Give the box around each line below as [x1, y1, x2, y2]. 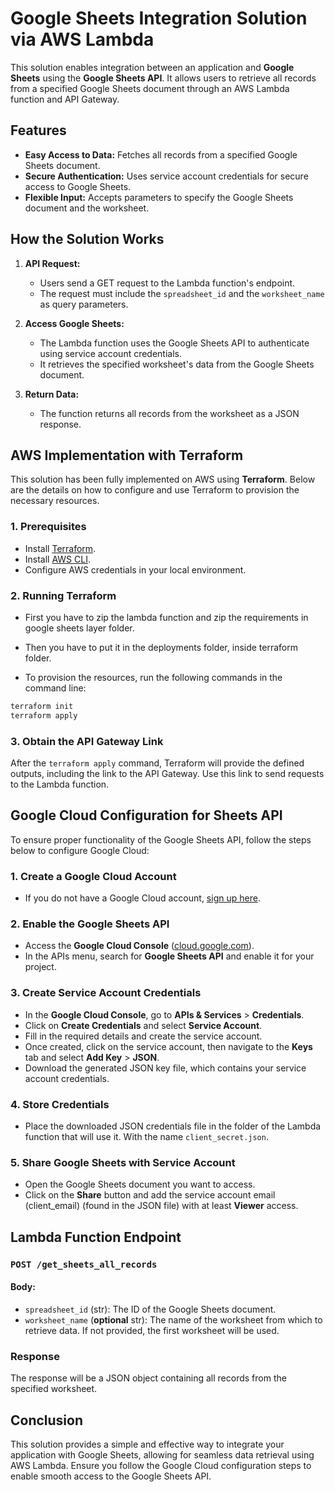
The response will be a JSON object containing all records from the [10, 1372, 287, 1384]
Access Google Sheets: [24, 317, 125, 329]
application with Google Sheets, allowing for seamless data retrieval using [10, 1448, 315, 1461]
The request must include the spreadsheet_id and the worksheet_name [39, 287, 325, 299]
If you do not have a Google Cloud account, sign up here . [24, 892, 261, 904]
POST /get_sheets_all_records [10, 1258, 158, 1270]
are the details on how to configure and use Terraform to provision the [10, 484, 300, 496]
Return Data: [24, 388, 80, 400]
